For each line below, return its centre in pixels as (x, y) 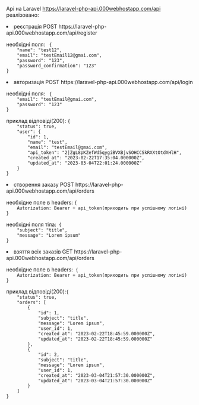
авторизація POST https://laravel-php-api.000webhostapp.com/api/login (103, 82)
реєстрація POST (36, 27)
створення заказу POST (44, 185)
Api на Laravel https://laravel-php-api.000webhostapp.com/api (83, 9)
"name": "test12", (40, 50)
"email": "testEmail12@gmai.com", (59, 55)
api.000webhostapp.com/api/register (52, 33)
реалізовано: (23, 15)
